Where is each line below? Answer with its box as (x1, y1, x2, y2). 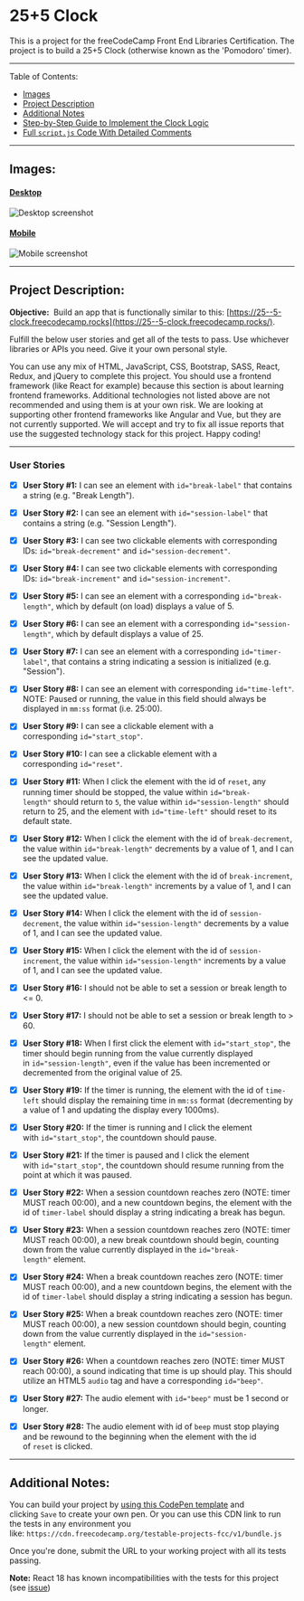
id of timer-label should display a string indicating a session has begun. (22, 1291, 293, 1303)
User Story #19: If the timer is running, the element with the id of (22, 1085, 264, 1095)
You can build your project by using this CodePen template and (9, 1499, 245, 1511)
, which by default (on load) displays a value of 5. (51, 601, 235, 611)
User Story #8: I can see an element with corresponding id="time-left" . (22, 684, 295, 695)
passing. (9, 1555, 42, 1566)
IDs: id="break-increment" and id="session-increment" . (22, 573, 231, 584)
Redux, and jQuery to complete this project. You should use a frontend (9, 370, 271, 381)
